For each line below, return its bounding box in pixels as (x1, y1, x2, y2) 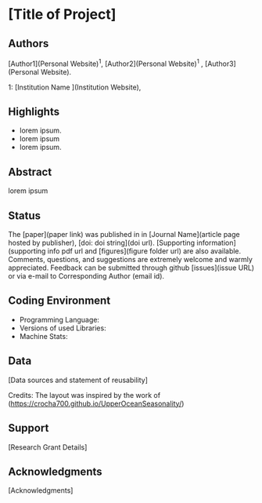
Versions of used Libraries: (19, 323, 107, 333)
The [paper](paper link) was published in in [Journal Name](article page (8, 230, 240, 239)
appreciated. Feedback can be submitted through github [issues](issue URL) (8, 263, 255, 272)
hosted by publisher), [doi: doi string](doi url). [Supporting (8, 238, 196, 248)
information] (196, 238, 236, 248)
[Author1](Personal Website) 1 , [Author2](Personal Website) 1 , (8, 57, 203, 68)
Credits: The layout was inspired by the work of (8, 390, 161, 399)
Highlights (8, 105, 60, 118)
